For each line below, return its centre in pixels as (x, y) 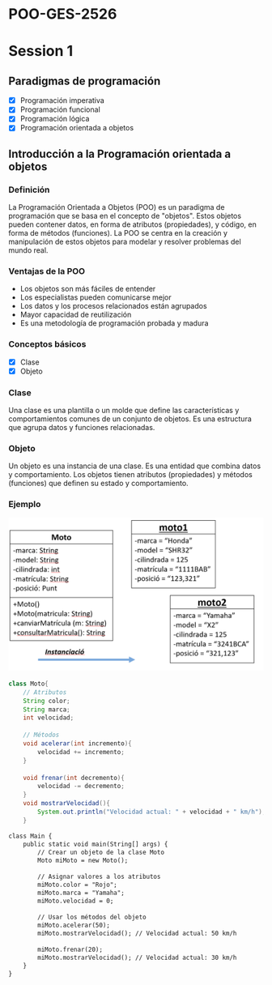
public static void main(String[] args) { (96, 844)
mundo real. (28, 250)
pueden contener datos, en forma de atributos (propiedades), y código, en (132, 224)
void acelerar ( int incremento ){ (77, 744)
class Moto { (28, 684)
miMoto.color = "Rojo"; (77, 885)
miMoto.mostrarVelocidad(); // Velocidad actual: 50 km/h (137, 933)
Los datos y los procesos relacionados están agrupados (114, 306)
